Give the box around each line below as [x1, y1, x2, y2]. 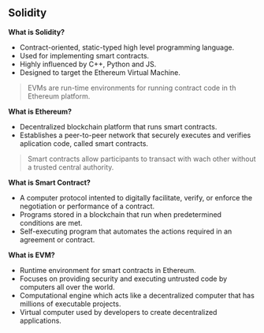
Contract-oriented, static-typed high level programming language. [19, 43, 235, 52]
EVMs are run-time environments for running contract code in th [27, 83, 236, 92]
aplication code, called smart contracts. [19, 138, 148, 148]
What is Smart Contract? [8, 178, 91, 187]
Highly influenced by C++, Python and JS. [19, 59, 157, 69]
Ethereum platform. [27, 91, 91, 101]
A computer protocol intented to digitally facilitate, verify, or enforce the [19, 193, 253, 202]
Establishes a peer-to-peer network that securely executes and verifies [19, 130, 251, 140]
